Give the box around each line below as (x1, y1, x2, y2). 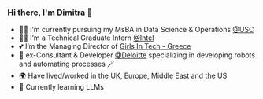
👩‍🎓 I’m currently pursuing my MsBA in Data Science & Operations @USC (18, 25, 254, 35)
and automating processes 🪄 (18, 59, 115, 69)
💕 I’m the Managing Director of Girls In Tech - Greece (18, 42, 191, 51)
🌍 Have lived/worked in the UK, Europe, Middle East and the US (18, 71, 228, 81)
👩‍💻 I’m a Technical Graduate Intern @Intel (18, 33, 154, 42)
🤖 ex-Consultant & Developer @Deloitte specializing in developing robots (18, 50, 256, 60)
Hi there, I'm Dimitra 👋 (7, 7, 93, 18)
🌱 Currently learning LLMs (18, 82, 104, 92)
